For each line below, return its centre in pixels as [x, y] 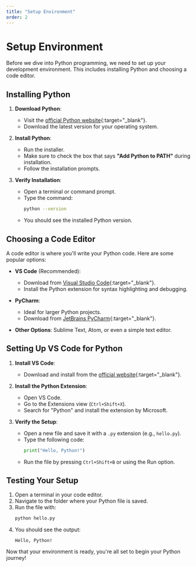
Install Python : [33, 138]
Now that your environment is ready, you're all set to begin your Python [93, 552]
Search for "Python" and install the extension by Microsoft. [96, 410]
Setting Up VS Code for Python [64, 349]
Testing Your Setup [42, 480]
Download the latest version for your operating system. [91, 127]
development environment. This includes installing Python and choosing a [97, 70]
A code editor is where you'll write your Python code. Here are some [90, 253]
